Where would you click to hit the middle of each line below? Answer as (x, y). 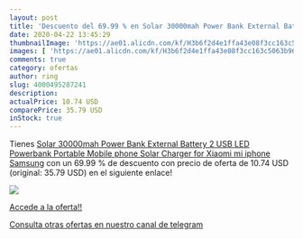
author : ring (34, 77)
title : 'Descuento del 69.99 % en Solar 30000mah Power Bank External (145, 26)
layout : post (34, 18)
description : (34, 93)
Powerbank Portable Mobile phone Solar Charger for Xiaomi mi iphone (140, 153)
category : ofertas (44, 69)
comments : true (38, 60)
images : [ (28, 51)
